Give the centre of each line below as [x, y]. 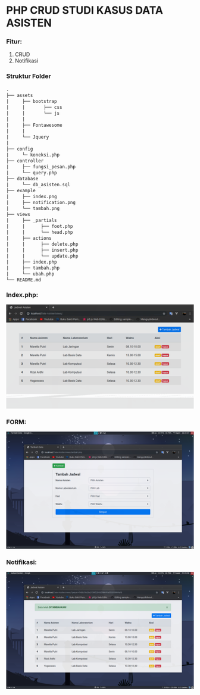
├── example [21, 190]
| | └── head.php [40, 232]
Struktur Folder [29, 76]
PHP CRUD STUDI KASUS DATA [85, 10]
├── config [20, 149]
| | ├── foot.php [40, 226]
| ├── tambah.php [33, 268]
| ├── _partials [32, 220]
